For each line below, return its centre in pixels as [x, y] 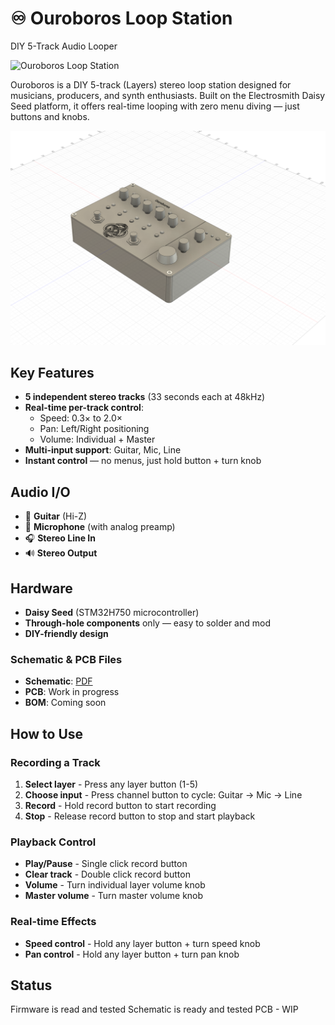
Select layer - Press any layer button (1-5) [111, 784]
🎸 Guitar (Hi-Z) [56, 516]
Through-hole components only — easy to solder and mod [147, 623]
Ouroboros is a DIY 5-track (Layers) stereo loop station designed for [151, 84]
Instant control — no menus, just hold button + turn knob [143, 461]
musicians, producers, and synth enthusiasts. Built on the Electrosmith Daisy [168, 95]
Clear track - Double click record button [107, 874]
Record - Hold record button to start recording [120, 805]
